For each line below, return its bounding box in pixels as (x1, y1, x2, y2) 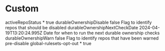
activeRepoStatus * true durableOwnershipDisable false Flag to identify (5, 19, 152, 25)
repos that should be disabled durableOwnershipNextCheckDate (5, 24, 138, 30)
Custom (5, 3, 39, 14)
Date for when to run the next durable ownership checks (43, 30, 160, 36)
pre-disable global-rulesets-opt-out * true (5, 40, 91, 46)
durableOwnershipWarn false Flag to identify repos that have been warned (5, 35, 159, 41)
